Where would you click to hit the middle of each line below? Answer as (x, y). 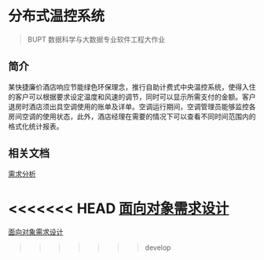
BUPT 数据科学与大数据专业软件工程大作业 (96, 39)
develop (158, 247)
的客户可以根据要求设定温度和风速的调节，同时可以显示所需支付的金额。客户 (132, 97)
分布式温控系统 (57, 16)
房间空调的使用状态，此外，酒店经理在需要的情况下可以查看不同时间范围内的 (132, 116)
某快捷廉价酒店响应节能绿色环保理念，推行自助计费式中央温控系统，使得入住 (132, 86)
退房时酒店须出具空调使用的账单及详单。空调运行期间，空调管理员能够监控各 (132, 106)
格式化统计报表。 (36, 126)
